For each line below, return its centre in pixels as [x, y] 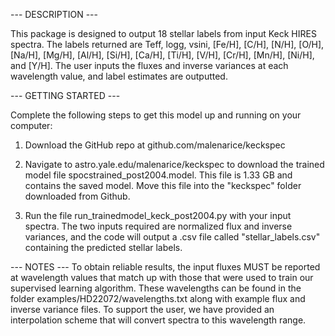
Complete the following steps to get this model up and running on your [156, 115]
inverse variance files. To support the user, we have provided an [142, 309]
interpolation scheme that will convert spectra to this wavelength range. [158, 320]
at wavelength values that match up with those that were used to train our [162, 277]
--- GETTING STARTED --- [65, 95]
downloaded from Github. [77, 196]
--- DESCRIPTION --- [54, 14]
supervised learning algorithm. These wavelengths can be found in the [156, 288]
